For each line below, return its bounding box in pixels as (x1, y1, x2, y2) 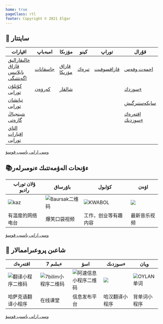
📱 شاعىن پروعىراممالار (5, 246, 66, 255)
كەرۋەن (34, 86, 51, 93)
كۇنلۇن (8, 83, 22, 90)
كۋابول (98, 184, 112, 190)
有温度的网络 (8, 212, 38, 219)
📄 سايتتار (5, 34, 30, 42)
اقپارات (11, 49, 27, 55)
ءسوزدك (124, 86, 142, 93)
